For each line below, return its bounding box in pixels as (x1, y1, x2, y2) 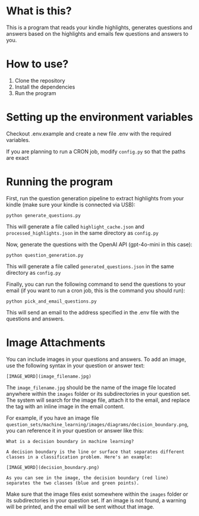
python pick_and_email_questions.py (6, 298, 97, 304)
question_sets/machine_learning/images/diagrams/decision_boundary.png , (6, 420, 189, 427)
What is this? (6, 4, 72, 18)
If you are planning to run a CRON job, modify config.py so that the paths (6, 147, 186, 155)
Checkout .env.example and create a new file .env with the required (6, 130, 172, 137)
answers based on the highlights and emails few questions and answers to (6, 30, 189, 37)
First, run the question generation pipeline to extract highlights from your (6, 194, 184, 202)
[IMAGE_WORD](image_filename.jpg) (6, 373, 92, 379)
